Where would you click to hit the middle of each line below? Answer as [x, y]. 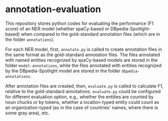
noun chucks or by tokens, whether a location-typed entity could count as [82, 102]
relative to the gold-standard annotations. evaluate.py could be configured [83, 91]
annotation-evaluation [53, 9]
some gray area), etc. [27, 113]
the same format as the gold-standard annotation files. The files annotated [83, 55]
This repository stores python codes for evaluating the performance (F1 [79, 23]
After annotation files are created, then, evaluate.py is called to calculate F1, [85, 86]
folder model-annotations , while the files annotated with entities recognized [83, 65]
